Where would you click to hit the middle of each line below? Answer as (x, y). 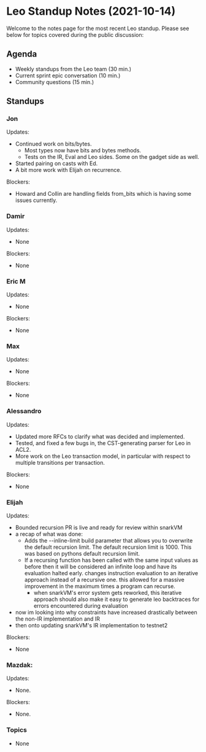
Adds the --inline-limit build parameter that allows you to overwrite (109, 540)
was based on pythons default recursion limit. (82, 553)
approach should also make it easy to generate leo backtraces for (116, 599)
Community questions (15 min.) (55, 82)
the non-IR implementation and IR (57, 619)
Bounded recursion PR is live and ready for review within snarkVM (99, 527)
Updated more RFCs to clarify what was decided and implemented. (100, 436)
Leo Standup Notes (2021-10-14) (91, 11)
